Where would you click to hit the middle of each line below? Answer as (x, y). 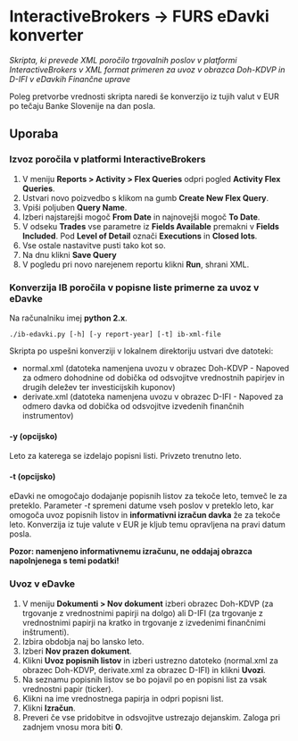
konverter (46, 35)
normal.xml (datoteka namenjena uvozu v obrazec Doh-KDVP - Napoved (156, 368)
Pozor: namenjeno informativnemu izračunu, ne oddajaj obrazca (131, 552)
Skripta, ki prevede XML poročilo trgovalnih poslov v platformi (123, 60)
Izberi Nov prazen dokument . (77, 651)
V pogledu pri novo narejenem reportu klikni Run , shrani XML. (136, 264)
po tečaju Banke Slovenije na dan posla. (83, 105)
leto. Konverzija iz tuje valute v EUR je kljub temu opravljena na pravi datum (147, 525)
